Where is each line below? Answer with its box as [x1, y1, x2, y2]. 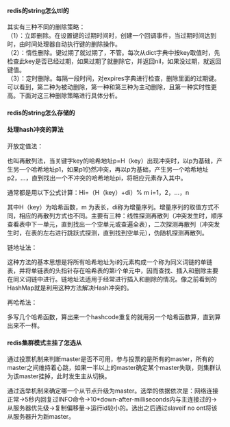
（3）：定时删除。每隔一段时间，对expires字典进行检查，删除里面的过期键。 [7, 74, 220, 82]
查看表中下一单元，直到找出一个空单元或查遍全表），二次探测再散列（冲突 [7, 220, 214, 228]
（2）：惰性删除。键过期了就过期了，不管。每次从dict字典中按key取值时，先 [7, 49, 220, 57]
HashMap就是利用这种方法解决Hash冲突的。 [7, 284, 133, 292]
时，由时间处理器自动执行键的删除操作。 [7, 40, 121, 48]
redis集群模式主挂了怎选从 [7, 338, 82, 347]
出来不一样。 [7, 321, 43, 330]
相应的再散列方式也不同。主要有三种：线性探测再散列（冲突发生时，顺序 [18, 211, 223, 220]
